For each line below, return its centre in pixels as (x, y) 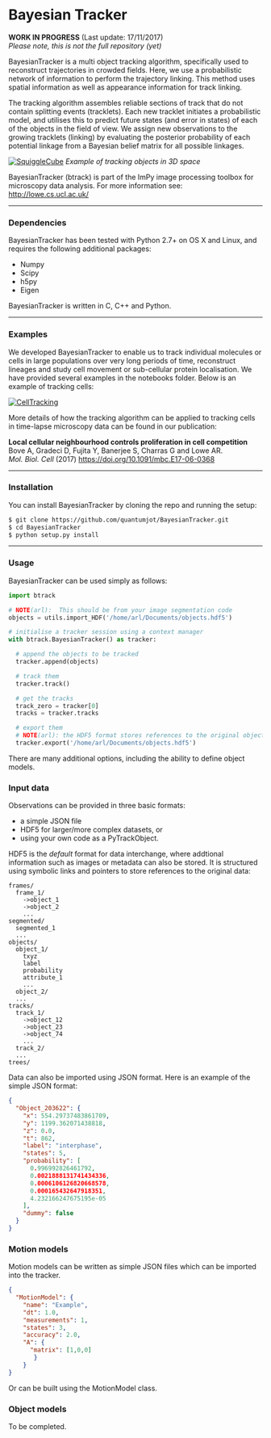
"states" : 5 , (45, 1153)
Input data (29, 787)
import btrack (32, 595)
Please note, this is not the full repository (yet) (85, 45)
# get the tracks (45, 698)
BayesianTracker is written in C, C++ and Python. (90, 306)
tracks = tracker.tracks (57, 713)
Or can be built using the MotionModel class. (83, 1388)
